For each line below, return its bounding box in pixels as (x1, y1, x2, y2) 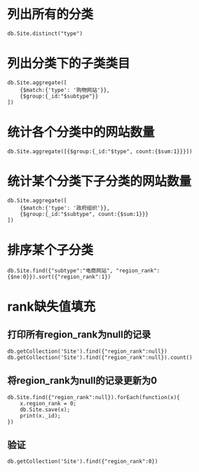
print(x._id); (20, 412, 61, 419)
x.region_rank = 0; (20, 400, 77, 407)
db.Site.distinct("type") (7, 29, 83, 37)
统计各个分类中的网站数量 (7, 124, 156, 140)
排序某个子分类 (7, 242, 94, 258)
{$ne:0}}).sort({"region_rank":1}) (7, 273, 111, 281)
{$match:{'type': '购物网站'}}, (20, 86, 110, 93)
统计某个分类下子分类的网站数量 (7, 173, 192, 189)
